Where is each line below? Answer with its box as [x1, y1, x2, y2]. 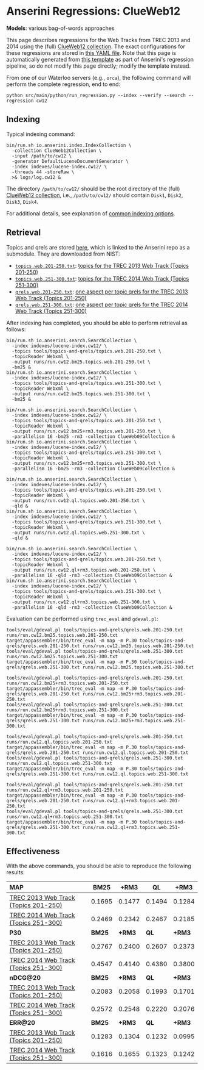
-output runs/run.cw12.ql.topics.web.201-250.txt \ [12, 497, 146, 504]
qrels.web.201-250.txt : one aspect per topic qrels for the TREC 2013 [15, 288, 188, 295]
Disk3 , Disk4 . [6, 198, 38, 205]
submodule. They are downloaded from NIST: [6, 250, 120, 257]
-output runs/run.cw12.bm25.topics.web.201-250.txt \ [12, 359, 151, 365]
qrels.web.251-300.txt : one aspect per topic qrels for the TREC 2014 [15, 301, 188, 308]
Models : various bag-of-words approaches [6, 24, 115, 32]
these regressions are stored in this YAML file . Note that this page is [6, 49, 176, 56]
